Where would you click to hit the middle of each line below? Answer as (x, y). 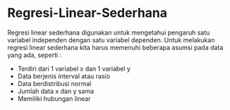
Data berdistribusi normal (54, 83)
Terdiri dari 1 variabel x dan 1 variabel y (74, 68)
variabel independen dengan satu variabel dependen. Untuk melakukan (111, 39)
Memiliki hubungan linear (54, 98)
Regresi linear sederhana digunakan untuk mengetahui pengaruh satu (109, 32)
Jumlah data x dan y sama (56, 91)
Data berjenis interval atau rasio (64, 76)
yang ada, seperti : (35, 55)
